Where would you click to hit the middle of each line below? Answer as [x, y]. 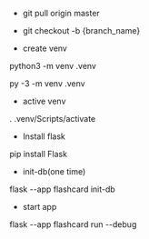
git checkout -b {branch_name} [81, 30]
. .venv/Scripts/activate [53, 119]
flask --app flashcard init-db [62, 189]
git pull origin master [61, 13]
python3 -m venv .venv [53, 66]
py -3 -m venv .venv [47, 84]
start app [40, 207]
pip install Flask [39, 154]
